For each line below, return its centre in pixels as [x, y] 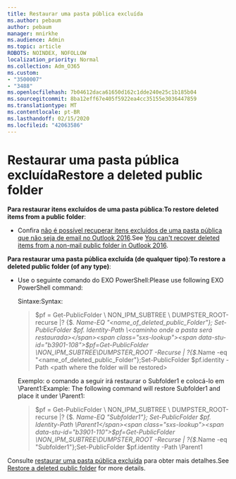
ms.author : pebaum [34, 20]
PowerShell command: [50, 288]
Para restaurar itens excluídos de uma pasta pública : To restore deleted [113, 209]
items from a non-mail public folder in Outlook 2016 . [93, 245]
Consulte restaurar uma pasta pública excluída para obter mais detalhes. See [118, 461]
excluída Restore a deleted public [105, 175]
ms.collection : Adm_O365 [44, 66]
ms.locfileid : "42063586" [45, 125]
